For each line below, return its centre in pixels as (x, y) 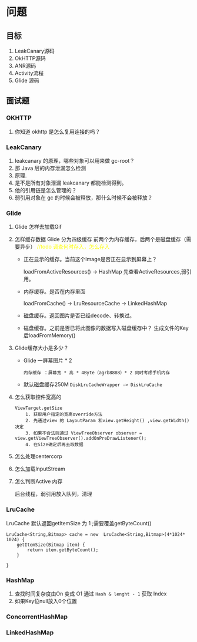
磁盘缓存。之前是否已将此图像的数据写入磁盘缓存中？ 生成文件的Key (106, 328)
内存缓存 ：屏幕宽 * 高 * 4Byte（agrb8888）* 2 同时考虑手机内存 (97, 373)
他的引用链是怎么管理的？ (46, 190)
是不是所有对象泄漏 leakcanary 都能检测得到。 (71, 183)
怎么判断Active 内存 (39, 482)
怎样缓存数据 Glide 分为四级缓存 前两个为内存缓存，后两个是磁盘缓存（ (100, 239)
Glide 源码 (27, 80)
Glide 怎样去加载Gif (38, 227)
